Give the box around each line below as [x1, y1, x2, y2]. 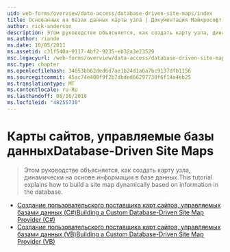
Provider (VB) [16, 237, 56, 245]
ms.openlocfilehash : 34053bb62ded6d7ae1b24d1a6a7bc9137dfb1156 [7, 67, 192, 74]
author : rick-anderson [7, 23, 72, 29]
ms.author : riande [7, 36, 60, 42]
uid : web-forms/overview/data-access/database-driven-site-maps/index [7, 10, 213, 17]
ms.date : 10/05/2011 [7, 42, 66, 49]
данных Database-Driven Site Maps [7, 143, 214, 159]
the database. [23, 188, 63, 196]
